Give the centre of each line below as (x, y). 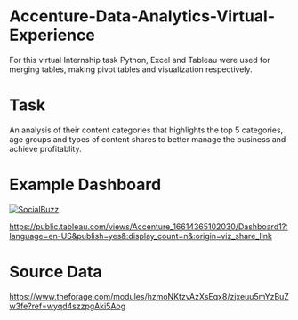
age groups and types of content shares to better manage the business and (148, 139)
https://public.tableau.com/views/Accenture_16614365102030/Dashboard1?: (149, 226)
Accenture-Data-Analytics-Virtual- (142, 16)
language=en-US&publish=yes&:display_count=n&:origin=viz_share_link (141, 236)
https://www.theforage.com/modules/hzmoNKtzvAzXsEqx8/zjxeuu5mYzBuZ (149, 296)
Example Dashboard (85, 185)
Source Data (56, 272)
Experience (52, 35)
